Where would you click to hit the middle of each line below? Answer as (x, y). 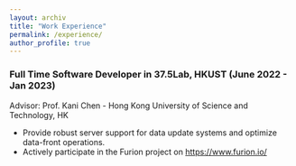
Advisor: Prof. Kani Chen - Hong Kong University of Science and (129, 106)
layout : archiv (38, 18)
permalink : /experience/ (56, 34)
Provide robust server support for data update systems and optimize (150, 133)
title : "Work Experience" (58, 26)
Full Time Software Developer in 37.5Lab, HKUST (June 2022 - (148, 75)
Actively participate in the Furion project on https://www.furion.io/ (145, 152)
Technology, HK (39, 115)
